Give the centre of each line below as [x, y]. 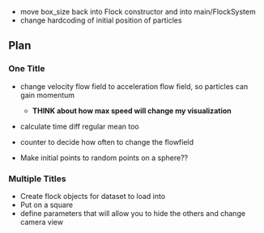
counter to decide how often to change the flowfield [107, 142]
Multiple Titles [37, 179]
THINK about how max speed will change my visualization [132, 110]
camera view [41, 222]
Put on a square [47, 205]
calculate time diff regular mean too [79, 126]
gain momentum [47, 95]
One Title [27, 69]
